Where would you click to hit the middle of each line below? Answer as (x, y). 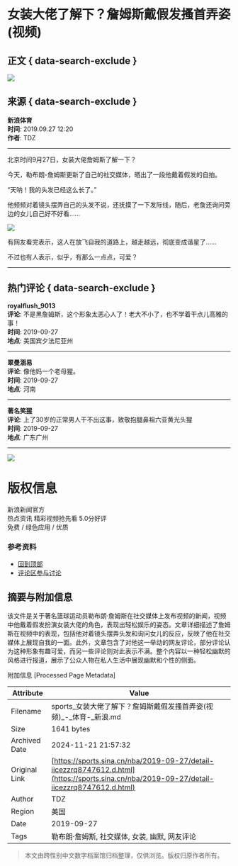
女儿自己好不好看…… (50, 213)
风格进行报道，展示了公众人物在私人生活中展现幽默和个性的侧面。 (103, 660)
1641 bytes (71, 729)
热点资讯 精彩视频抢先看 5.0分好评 (57, 518)
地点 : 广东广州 (28, 437)
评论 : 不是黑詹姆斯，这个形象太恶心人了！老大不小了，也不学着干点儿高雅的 (118, 314)
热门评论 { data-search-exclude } (81, 288)
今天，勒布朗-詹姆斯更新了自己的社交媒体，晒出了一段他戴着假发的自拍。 (114, 174)
